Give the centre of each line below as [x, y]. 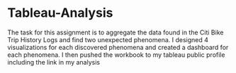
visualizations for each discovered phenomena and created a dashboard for [118, 47]
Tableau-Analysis [60, 13]
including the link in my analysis [54, 62]
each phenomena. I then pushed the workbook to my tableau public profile [116, 55]
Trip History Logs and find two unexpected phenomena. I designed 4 [108, 39]
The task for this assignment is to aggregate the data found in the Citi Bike [116, 32]
